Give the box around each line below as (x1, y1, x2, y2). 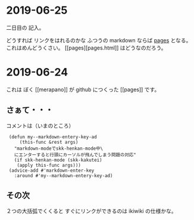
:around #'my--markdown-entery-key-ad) (14, 172, 113, 179)
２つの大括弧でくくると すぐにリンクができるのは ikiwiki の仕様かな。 (6, 207, 177, 215)
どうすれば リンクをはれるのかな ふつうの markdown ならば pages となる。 (6, 36, 192, 44)
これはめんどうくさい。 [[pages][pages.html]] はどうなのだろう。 (6, 44, 167, 51)
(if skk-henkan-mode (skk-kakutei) (14, 157, 102, 163)
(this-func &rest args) (19, 139, 79, 145)
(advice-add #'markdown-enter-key (8, 168, 95, 173)
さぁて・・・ (6, 105, 54, 115)
